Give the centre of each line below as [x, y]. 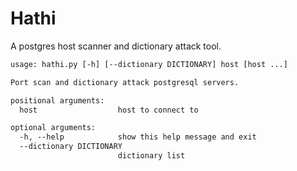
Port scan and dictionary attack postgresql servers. [125, 82]
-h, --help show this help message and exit [138, 137]
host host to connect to [109, 110]
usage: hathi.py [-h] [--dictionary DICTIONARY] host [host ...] [149, 64]
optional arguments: [53, 128]
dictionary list [151, 156]
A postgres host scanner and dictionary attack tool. [116, 46]
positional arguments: [57, 100]
